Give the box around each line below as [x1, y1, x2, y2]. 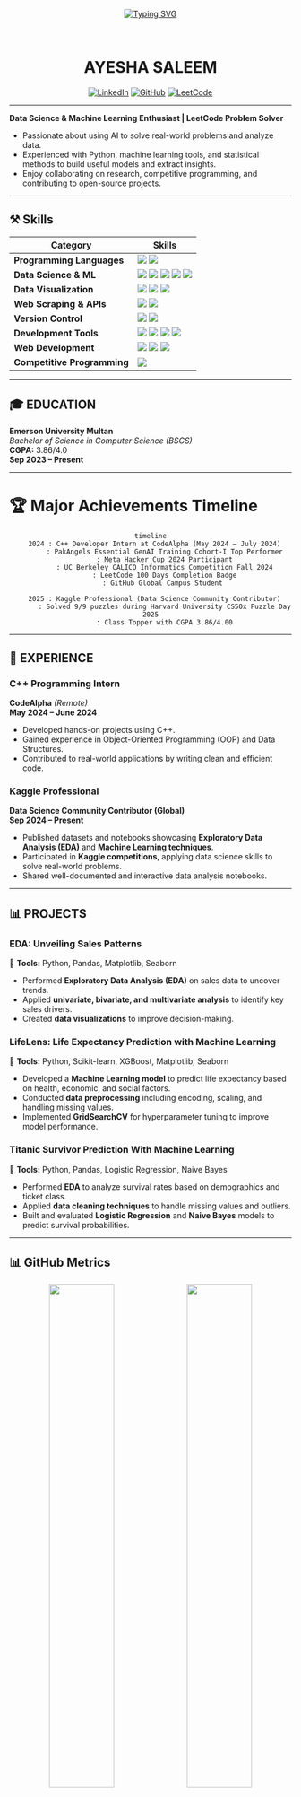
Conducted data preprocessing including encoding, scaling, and [21, 1093, 262, 1103]
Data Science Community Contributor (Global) [9, 806, 185, 816]
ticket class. [21, 1191, 67, 1201]
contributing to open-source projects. [21, 178, 161, 188]
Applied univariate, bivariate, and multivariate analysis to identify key [21, 994, 284, 1005]
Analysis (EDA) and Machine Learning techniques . [21, 842, 214, 852]
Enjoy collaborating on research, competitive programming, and [21, 168, 258, 179]
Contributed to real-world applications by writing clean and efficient [21, 754, 273, 764]
